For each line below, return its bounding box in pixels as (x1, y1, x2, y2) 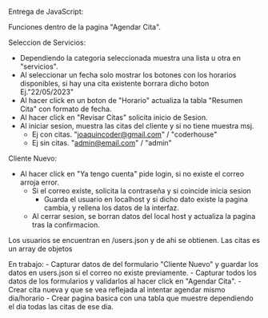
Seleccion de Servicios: (8, 38, 86, 47)
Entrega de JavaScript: (8, 7, 84, 16)
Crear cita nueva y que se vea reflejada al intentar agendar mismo (8, 285, 226, 294)
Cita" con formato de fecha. (19, 104, 112, 113)
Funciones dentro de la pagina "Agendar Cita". (8, 22, 162, 31)
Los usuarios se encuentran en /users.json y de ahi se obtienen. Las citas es (8, 236, 260, 244)
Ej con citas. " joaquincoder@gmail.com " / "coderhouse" (31, 129, 218, 139)
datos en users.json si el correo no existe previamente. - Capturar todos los (8, 268, 258, 277)
